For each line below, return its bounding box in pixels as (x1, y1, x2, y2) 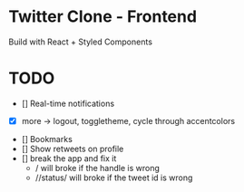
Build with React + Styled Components (8, 36, 153, 47)
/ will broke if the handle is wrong (34, 162, 161, 173)
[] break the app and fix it (21, 152, 117, 164)
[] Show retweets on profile (21, 143, 124, 154)
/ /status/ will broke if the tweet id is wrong (34, 172, 193, 183)
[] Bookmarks (21, 133, 73, 144)
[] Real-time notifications (21, 98, 115, 109)
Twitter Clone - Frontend (8, 6, 197, 27)
